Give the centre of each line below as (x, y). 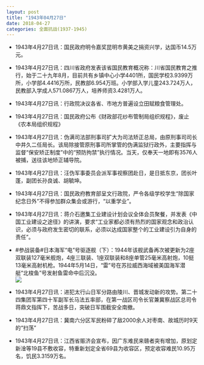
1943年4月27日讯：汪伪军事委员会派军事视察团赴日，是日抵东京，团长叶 (106, 173)
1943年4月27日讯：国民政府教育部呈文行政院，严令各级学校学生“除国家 (105, 193)
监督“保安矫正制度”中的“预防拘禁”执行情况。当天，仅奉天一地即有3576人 (106, 153)
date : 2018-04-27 (28, 23)
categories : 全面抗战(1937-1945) (47, 29)
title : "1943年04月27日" (37, 18)
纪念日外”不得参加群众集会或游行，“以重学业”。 (75, 201)
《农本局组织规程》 (39, 124)
